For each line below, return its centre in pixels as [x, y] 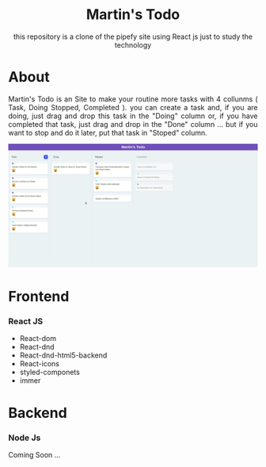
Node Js [25, 438]
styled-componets [50, 372]
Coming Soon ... [34, 454]
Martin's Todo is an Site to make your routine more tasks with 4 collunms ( [133, 99]
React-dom [38, 339]
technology [133, 44]
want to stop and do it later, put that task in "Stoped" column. [108, 132]
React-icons [39, 364]
